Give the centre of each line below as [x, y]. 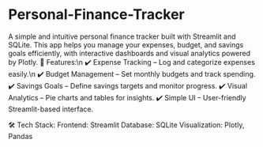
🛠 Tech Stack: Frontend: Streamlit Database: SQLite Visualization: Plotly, [126, 125]
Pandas [21, 136]
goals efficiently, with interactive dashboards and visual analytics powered [130, 53]
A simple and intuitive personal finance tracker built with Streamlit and [122, 36]
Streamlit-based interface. [51, 109]
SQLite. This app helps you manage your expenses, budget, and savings [126, 44]
